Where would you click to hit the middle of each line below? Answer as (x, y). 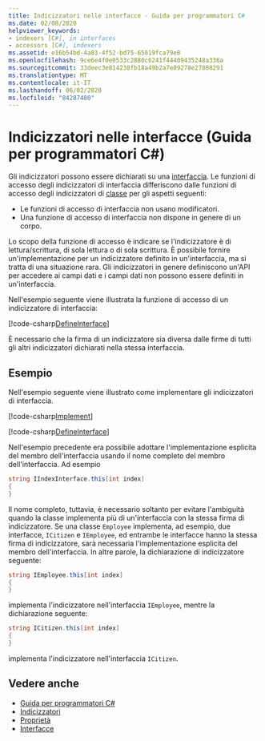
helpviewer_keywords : (44, 30)
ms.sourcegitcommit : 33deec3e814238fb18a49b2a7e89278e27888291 (116, 68)
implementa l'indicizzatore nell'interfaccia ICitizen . (93, 658)
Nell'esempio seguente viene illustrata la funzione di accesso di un (118, 300)
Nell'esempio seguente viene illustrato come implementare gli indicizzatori (131, 392)
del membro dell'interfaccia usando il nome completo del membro (117, 456)
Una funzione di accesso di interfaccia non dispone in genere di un (130, 218)
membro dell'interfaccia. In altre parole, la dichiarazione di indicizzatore (126, 552)
